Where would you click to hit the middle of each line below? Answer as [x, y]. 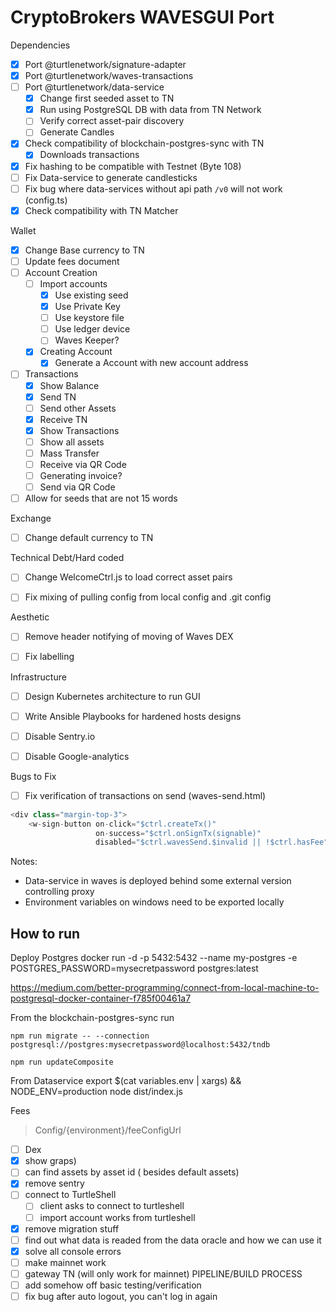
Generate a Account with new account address [151, 363]
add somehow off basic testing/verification [113, 1285]
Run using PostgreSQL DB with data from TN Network [150, 110]
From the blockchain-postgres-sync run [92, 1018]
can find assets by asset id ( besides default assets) [132, 1172]
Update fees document [72, 261]
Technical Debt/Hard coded [67, 558]
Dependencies [40, 45]
